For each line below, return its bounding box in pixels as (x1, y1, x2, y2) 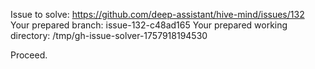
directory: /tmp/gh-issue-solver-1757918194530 (10, 30, 208, 41)
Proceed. (10, 49, 48, 61)
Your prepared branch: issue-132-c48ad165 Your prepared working (10, 19, 288, 31)
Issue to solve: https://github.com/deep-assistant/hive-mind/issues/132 (10, 9, 305, 20)
